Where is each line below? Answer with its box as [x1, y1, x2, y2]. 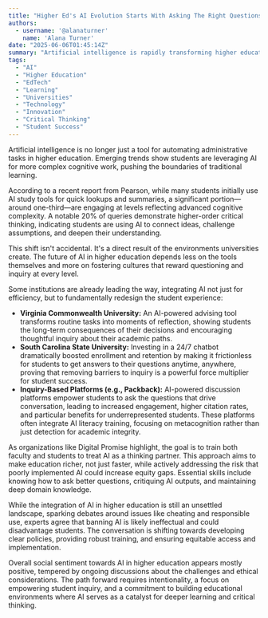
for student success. [19, 376, 88, 385]
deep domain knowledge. [8, 484, 92, 494]
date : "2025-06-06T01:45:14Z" [8, 41, 109, 49]
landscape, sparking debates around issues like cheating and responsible [8, 508, 250, 518]
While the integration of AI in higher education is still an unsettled [8, 500, 223, 510]
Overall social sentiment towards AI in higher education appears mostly [8, 557, 242, 567]
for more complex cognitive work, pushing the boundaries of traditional [8, 161, 242, 171]
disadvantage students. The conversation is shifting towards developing [8, 525, 245, 535]
